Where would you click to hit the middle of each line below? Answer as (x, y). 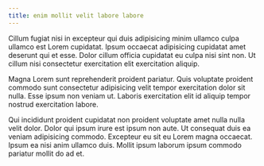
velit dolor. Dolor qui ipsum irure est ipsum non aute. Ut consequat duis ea (130, 128)
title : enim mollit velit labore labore (76, 15)
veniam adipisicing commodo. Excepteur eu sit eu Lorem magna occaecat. (130, 137)
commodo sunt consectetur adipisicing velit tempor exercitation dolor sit (127, 87)
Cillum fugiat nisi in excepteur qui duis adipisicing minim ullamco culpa (124, 38)
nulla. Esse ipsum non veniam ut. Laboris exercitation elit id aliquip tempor (130, 95)
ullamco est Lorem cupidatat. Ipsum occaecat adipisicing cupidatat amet (127, 46)
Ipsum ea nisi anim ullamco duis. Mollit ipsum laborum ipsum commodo (125, 145)
